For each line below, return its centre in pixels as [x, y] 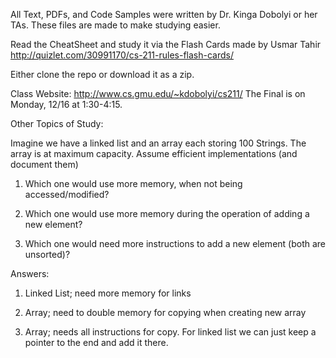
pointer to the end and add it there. [96, 342]
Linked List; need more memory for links [108, 293]
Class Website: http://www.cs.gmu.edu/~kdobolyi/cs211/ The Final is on [158, 93]
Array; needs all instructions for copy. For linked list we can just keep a [170, 332]
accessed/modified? [67, 194]
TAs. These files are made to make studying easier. [115, 25]
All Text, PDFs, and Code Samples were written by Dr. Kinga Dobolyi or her [164, 14]
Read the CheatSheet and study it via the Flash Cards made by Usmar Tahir [166, 44]
